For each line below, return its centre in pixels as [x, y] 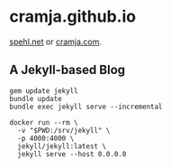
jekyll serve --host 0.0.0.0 [72, 154]
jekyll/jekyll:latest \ [62, 146]
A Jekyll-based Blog [67, 70]
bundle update [36, 98]
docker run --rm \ [44, 122]
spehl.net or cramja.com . [55, 42]
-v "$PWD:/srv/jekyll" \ [64, 130]
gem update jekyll [44, 91]
